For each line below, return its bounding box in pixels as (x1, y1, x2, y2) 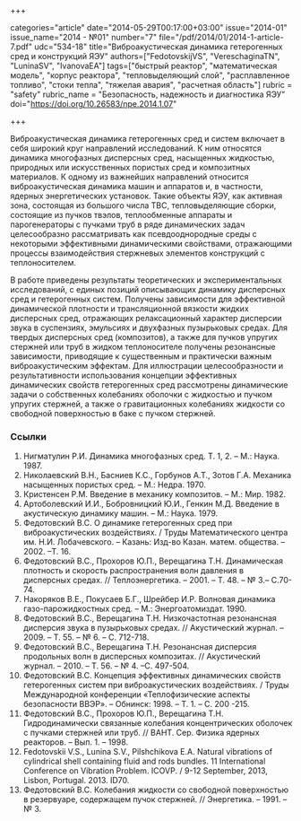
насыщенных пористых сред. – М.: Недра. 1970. (22, 479, 207, 490)
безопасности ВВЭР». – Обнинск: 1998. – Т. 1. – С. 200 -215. (22, 699, 250, 710)
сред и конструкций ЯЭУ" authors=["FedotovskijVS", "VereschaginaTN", (10, 51, 280, 61)
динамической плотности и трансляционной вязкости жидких (10, 303, 249, 314)
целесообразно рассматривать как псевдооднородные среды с (10, 229, 258, 239)
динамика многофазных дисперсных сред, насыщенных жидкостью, (10, 153, 275, 162)
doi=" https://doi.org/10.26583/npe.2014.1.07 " (10, 99, 177, 109)
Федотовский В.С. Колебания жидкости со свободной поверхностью (22, 784, 289, 795)
